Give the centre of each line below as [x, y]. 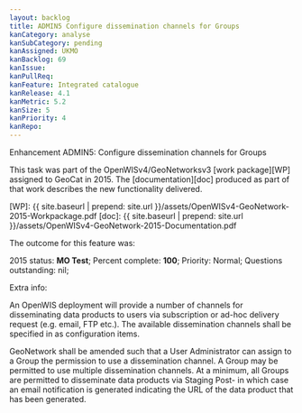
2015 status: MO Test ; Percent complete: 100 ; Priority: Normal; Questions [146, 261]
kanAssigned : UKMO [44, 51]
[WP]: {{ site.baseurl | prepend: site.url [81, 206]
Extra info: [28, 288]
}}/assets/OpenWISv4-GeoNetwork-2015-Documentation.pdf [123, 225]
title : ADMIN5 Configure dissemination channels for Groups [125, 26]
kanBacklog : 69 [38, 60]
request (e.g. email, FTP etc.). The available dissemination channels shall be [151, 324]
